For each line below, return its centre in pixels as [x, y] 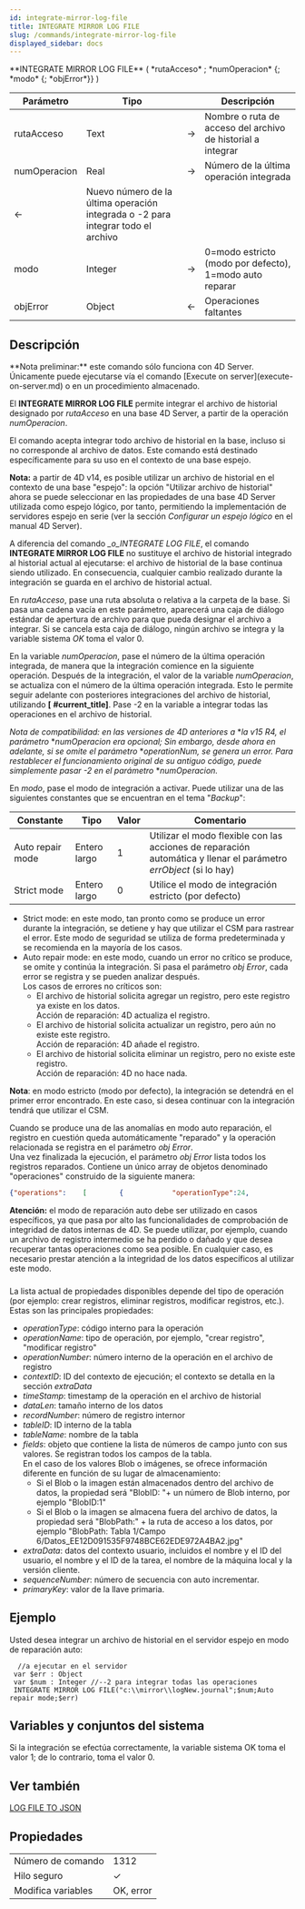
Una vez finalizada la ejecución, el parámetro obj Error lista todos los [138, 1157]
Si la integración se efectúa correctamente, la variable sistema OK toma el [148, 1748]
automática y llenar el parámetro [218, 858]
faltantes [223, 312]
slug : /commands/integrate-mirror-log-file [93, 35]
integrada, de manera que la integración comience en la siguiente [132, 666]
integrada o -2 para [128, 215]
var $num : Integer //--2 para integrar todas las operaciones [135, 1682]
